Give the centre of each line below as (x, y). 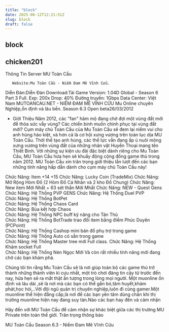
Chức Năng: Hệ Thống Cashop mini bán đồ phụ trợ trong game (71, 231)
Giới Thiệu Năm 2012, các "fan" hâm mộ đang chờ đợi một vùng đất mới (88, 119)
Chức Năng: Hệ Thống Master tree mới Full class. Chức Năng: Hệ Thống (81, 242)
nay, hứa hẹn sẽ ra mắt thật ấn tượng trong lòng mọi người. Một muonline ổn (84, 278)
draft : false (19, 24)
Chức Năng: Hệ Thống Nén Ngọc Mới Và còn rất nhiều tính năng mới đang (83, 252)
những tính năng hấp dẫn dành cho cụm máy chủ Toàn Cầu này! (80, 167)
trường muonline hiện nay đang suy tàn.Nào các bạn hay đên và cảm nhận (83, 300)
